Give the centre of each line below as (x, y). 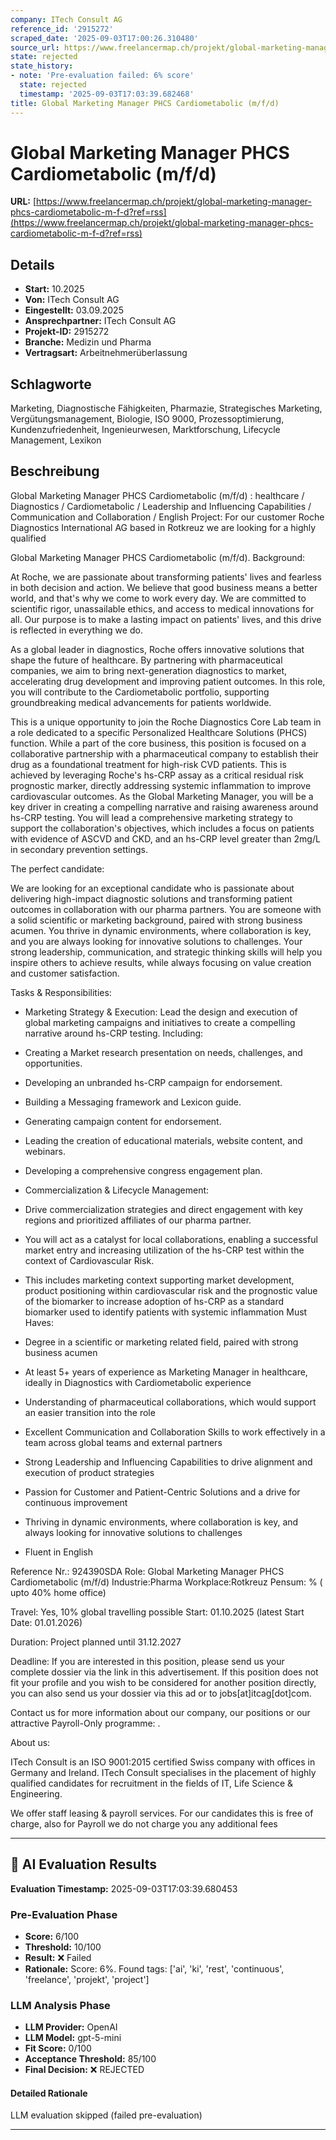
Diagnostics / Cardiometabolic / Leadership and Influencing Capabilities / (161, 506)
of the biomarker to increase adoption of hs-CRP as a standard (154, 1301)
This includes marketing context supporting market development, (159, 1280)
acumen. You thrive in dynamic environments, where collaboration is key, (161, 930)
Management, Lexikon (56, 440)
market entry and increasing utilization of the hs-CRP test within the (164, 1250)
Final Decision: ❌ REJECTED (84, 2070)
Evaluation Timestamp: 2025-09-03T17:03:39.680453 (124, 1888)
